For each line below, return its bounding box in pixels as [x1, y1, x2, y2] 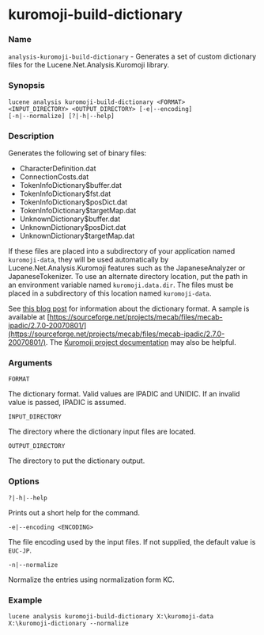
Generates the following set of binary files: [8, 148, 147, 158]
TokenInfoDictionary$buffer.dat [19, 181, 123, 190]
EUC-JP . [8, 545, 32, 555]
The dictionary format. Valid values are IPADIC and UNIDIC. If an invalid [8, 389, 240, 399]
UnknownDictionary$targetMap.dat [19, 231, 135, 241]
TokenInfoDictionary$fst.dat [19, 189, 111, 199]
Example [8, 595, 43, 606]
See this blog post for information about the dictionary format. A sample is [8, 304, 250, 314]
